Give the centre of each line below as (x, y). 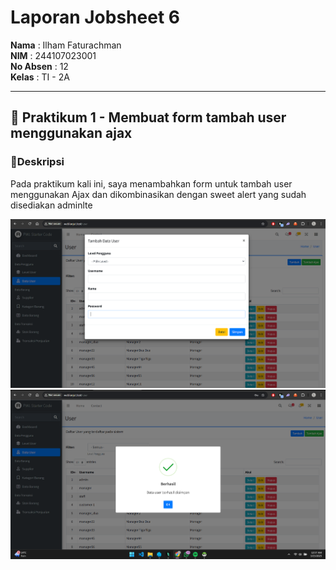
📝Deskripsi (37, 162)
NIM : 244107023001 (53, 55)
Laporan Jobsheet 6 (95, 17)
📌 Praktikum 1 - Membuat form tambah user (148, 117)
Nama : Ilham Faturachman (66, 45)
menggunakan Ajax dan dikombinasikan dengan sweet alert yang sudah (158, 194)
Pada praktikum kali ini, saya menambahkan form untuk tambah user (151, 183)
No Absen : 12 (39, 66)
